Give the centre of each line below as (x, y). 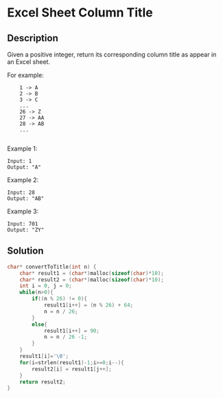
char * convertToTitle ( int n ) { (52, 267)
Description (33, 38)
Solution (25, 251)
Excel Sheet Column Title (80, 13)
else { (40, 324)
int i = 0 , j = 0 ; (46, 286)
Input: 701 (23, 224)
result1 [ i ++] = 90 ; (71, 331)
